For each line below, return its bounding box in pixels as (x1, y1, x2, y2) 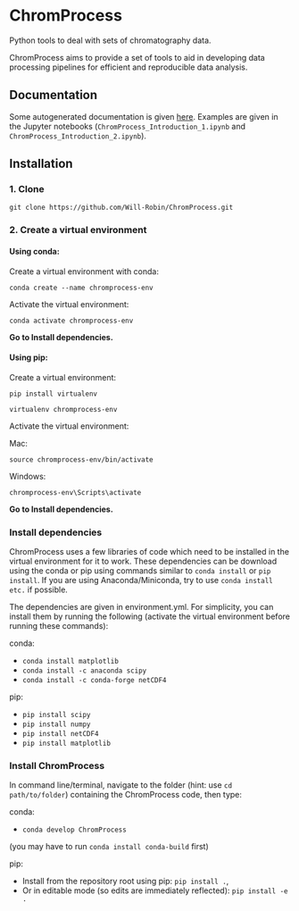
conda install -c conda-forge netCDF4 (21, 676, 167, 685)
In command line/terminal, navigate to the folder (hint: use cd (9, 780, 233, 790)
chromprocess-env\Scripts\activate (9, 488, 142, 497)
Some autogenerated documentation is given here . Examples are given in (9, 111, 278, 121)
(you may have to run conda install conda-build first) (9, 841, 210, 852)
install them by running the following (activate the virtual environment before (9, 611, 290, 622)
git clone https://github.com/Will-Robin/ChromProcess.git (9, 203, 234, 213)
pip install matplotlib (21, 739, 112, 748)
